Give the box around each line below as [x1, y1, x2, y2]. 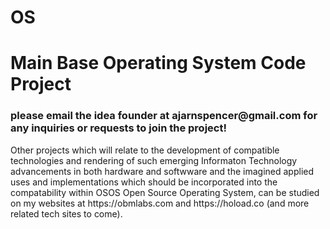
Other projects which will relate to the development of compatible [10, 144, 280, 156]
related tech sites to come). [10, 207, 123, 220]
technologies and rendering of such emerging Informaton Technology [10, 154, 298, 166]
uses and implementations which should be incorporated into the [10, 176, 278, 188]
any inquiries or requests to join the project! [10, 121, 227, 135]
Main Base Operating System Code [10, 52, 307, 75]
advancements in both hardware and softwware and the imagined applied [10, 165, 315, 177]
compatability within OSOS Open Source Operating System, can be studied [10, 186, 320, 198]
